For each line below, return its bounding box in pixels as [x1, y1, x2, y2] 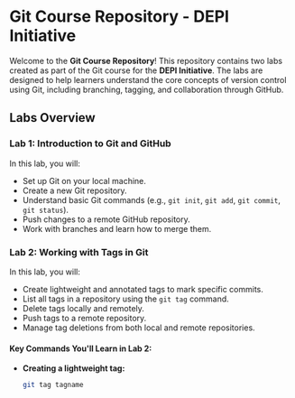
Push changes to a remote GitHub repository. [22, 214, 191, 225]
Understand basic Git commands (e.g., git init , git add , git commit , [22, 194, 281, 205]
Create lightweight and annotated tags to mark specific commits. [22, 283, 264, 294]
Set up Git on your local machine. [22, 175, 147, 186]
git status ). [22, 204, 69, 215]
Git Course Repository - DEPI [9, 6, 230, 27]
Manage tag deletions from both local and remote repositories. [22, 322, 255, 333]
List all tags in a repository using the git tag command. [22, 293, 230, 304]
